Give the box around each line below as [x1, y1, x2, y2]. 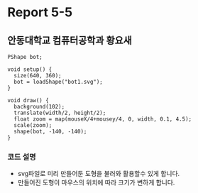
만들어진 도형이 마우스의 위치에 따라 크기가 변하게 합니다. [17, 178, 175, 187]
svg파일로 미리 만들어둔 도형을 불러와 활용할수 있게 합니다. [17, 170, 180, 178]
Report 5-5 [7, 4, 73, 21]
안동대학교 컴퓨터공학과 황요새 [7, 34, 133, 46]
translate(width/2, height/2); [13, 109, 106, 116]
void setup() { [7, 66, 53, 73]
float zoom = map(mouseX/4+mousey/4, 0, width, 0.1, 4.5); [13, 116, 192, 123]
